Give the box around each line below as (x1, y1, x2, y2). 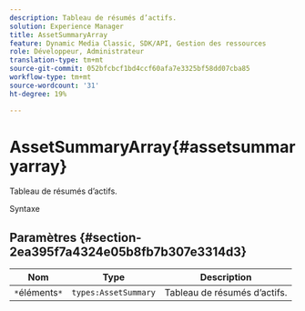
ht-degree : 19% (9, 89, 67, 98)
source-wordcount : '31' (9, 81, 100, 90)
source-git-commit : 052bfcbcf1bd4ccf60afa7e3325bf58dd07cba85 (9, 65, 250, 74)
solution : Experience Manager (9, 22, 125, 31)
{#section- (78, 229, 142, 246)
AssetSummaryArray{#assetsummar (9, 136, 296, 157)
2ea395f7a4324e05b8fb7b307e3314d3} (9, 244, 248, 259)
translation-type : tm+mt (9, 55, 104, 65)
